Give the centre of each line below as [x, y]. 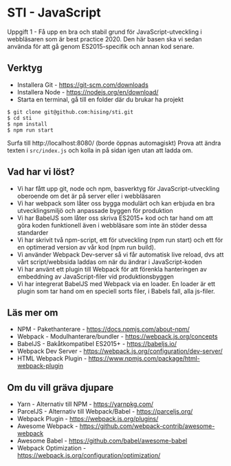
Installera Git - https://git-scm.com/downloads [83, 85]
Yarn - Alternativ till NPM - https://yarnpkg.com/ [85, 404]
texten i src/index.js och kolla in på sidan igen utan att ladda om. [100, 150]
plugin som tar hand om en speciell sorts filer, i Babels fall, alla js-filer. [116, 291]
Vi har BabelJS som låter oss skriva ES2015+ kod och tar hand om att [115, 218]
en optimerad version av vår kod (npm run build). [86, 247]
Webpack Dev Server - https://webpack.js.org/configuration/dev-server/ [120, 351]
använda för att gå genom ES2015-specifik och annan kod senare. [101, 46]
